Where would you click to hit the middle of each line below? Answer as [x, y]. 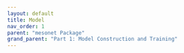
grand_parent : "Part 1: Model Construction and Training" [92, 39]
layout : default [30, 13]
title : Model [26, 20]
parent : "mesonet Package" [46, 33]
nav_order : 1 [26, 26]
